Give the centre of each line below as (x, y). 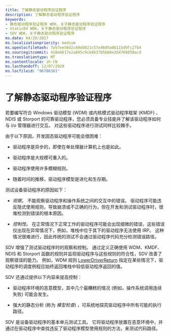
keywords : (16, 19)
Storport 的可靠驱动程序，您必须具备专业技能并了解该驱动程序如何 (92, 119)
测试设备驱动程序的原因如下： (36, 190)
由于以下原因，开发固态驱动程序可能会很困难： (54, 136)
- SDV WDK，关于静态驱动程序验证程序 (40, 33)
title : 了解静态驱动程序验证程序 (36, 10)
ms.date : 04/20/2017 (27, 38)
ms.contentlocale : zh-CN (31, 62)
